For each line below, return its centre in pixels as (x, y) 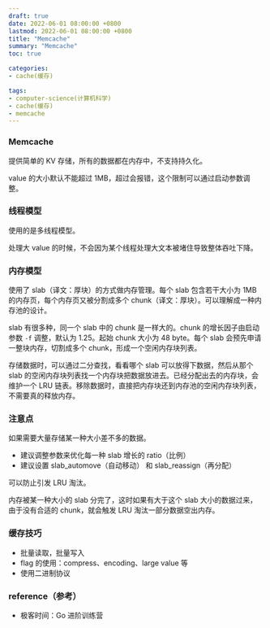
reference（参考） (45, 596)
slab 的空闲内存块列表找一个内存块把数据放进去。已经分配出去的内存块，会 (134, 376)
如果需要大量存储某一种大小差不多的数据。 (79, 438)
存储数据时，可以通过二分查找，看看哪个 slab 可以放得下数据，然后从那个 (131, 365)
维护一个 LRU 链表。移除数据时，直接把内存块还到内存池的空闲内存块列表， (135, 386)
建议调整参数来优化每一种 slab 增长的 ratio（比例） (105, 456)
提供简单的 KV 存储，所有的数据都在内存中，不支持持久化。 (107, 160)
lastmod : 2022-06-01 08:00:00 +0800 (70, 31)
